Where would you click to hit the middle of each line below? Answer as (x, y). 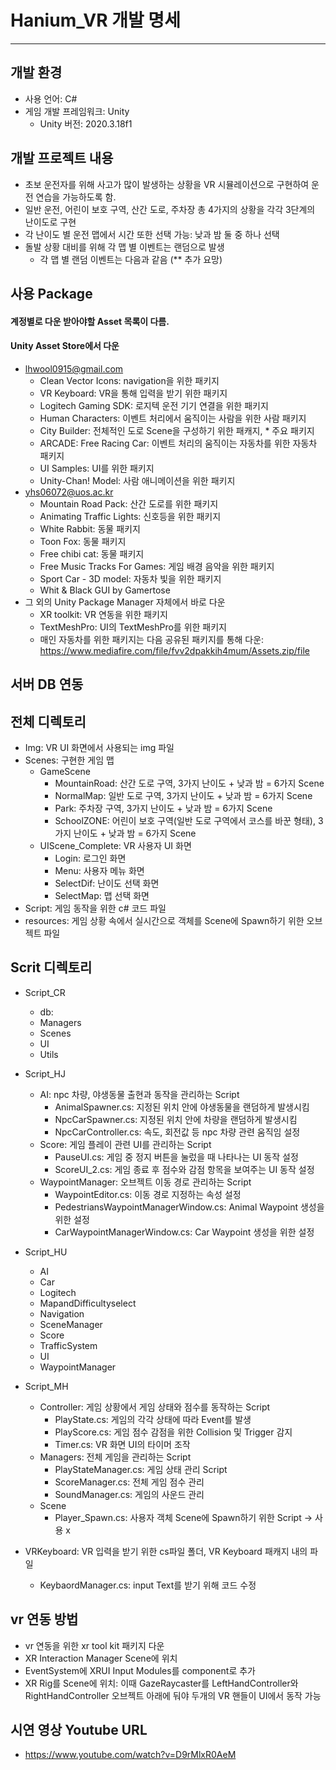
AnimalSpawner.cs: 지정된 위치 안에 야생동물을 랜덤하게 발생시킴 (182, 1107)
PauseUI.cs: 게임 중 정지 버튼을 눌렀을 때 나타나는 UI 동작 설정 (176, 1157)
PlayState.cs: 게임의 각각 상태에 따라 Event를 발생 (153, 1419)
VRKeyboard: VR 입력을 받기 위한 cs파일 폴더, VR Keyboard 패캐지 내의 (166, 1551)
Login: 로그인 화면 (90, 858)
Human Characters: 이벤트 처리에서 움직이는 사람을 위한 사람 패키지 (173, 418)
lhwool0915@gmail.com (74, 368)
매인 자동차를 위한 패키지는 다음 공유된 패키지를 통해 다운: (152, 639)
